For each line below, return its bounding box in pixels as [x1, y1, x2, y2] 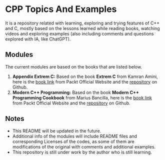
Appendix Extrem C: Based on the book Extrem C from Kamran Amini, [12, 73, 158, 79]
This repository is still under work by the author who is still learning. [12, 149, 152, 155]
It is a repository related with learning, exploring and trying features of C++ [5, 20, 160, 26]
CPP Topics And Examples [5, 3, 117, 15]
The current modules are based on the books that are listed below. [5, 63, 142, 69]
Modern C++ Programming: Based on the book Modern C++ [12, 89, 139, 95]
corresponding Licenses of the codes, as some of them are [12, 138, 134, 144]
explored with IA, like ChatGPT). [5, 36, 71, 42]
